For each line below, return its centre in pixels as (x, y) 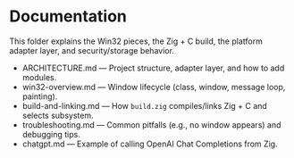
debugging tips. (51, 134)
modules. (39, 77)
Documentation (68, 17)
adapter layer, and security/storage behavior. (92, 50)
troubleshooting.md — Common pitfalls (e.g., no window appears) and (151, 125)
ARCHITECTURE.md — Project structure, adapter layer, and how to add (153, 68)
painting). (40, 96)
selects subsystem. (58, 115)
